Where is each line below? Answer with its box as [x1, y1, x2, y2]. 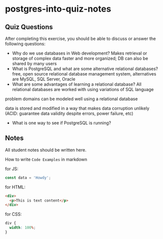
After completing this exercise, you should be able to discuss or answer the [5, 36, 156, 41]
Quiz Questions [5, 23, 53, 31]
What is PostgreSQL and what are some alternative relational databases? [12, 66, 158, 72]
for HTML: [5, 184, 26, 190]
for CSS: [5, 211, 22, 217]
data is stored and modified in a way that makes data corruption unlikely [5, 106, 150, 111]
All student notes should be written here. [5, 147, 87, 153]
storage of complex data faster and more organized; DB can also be [12, 55, 148, 61]
